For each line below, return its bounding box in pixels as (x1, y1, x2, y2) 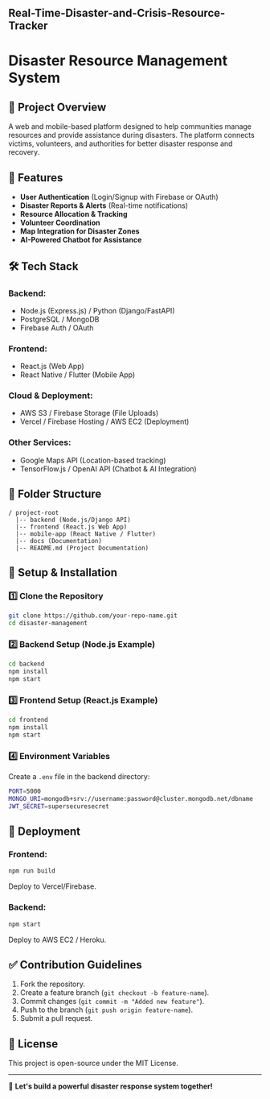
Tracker (8, 19, 48, 33)
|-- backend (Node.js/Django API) (15, 516, 131, 524)
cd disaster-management (8, 620, 88, 628)
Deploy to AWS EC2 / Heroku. (8, 935, 107, 944)
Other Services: (8, 437, 72, 448)
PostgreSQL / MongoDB (19, 314, 100, 324)
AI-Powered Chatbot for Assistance (19, 235, 142, 245)
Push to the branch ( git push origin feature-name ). (19, 1005, 194, 1014)
